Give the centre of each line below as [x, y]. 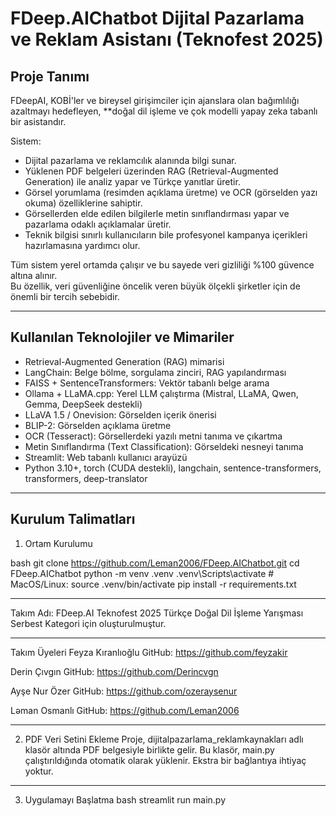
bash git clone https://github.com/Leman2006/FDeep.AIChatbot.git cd [155, 563]
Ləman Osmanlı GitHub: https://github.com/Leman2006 [125, 710]
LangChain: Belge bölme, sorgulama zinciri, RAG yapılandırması [155, 372]
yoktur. [39, 771]
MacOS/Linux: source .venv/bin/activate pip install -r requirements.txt [153, 584]
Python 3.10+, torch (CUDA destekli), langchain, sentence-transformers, [173, 468]
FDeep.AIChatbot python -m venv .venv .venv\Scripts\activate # [142, 573]
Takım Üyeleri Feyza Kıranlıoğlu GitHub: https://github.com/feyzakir [149, 652]
